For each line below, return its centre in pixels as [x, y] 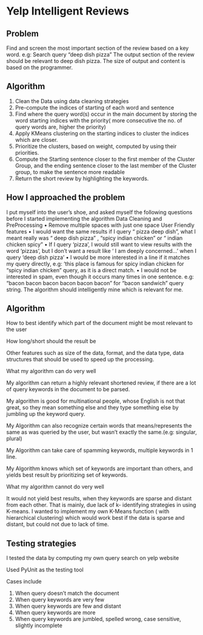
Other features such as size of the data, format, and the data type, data [95, 353]
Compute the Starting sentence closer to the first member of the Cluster [105, 159]
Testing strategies [42, 543]
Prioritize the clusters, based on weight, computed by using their [96, 146]
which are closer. [36, 139]
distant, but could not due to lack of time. [58, 524]
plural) [14, 438]
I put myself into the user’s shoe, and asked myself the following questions [99, 212]
